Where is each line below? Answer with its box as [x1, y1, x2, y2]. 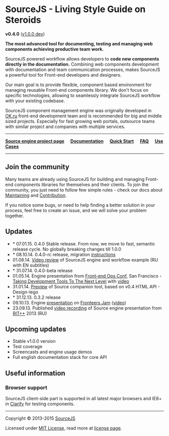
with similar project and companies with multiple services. [5, 123, 126, 130]
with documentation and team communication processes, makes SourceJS [5, 67, 160, 73]
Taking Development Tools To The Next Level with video [12, 278, 129, 284]
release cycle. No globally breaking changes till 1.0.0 [12, 246, 122, 252]
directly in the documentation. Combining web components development [5, 61, 159, 67]
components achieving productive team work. [5, 46, 104, 52]
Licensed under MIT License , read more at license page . [5, 425, 122, 431]
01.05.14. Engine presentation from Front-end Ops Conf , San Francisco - [12, 273, 162, 279]
